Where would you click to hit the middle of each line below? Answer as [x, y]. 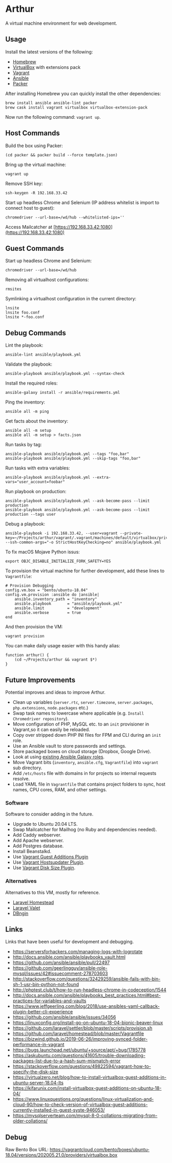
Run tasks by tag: [24, 445]
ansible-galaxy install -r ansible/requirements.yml [63, 393]
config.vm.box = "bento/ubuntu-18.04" [47, 590]
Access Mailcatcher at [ [30, 227]
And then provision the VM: [34, 627]
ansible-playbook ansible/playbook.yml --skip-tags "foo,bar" [73, 459]
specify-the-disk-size [36, 1072]
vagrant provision [25, 636]
